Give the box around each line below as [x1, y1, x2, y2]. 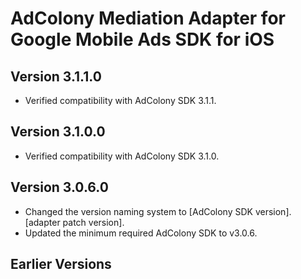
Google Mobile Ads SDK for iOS [10, 28, 275, 51]
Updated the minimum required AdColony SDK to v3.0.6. [24, 227, 258, 239]
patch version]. [62, 216, 125, 228]
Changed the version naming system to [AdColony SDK [24, 205, 253, 217]
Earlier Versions [10, 256, 112, 273]
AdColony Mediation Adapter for [10, 7, 286, 30]
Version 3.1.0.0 [10, 123, 106, 141]
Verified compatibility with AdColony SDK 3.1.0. [24, 150, 220, 162]
